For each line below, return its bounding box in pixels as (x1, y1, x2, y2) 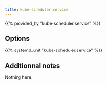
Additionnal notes (5, 61, 60, 69)
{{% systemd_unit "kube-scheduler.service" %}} (5, 47, 103, 53)
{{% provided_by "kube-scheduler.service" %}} (5, 20, 101, 26)
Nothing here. (5, 74, 33, 80)
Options (5, 34, 30, 43)
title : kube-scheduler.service (5, 7, 69, 12)
